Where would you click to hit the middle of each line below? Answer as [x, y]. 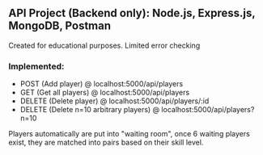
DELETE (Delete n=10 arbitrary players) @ [90, 110]
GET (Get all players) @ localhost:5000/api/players [105, 93]
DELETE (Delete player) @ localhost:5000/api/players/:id [115, 101]
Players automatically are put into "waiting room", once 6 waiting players [129, 134]
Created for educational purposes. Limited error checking [104, 45]
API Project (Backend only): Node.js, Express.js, [132, 13]
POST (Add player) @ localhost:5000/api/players [102, 84]
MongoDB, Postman [60, 26]
